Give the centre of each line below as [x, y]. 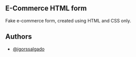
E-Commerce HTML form [46, 8]
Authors [19, 37]
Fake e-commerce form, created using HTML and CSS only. [68, 20]
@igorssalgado [29, 49]
